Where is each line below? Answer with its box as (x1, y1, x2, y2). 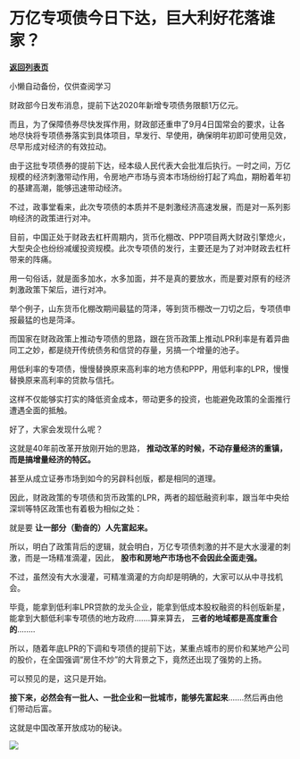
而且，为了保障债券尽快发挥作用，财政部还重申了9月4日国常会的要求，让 (9, 118, 278, 130)
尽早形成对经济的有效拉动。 (9, 140, 112, 152)
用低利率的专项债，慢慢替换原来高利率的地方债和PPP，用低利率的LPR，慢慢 (9, 363, 289, 374)
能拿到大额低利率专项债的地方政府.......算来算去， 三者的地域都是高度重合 (9, 612, 279, 623)
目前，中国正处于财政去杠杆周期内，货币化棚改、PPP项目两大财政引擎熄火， (9, 232, 290, 242)
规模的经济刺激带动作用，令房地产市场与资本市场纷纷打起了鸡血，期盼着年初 (9, 171, 291, 181)
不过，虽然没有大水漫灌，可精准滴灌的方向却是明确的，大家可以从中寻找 (9, 571, 275, 582)
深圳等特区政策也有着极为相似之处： (9, 502, 143, 514)
